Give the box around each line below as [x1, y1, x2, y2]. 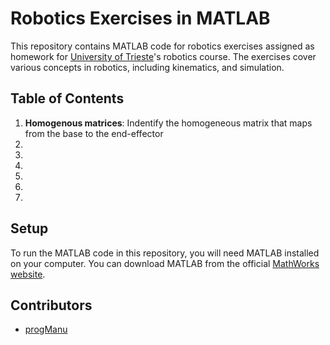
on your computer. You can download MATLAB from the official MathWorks [10, 257, 320, 269]
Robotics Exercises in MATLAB [10, 7, 271, 30]
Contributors [10, 297, 93, 314]
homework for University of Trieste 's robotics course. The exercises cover [10, 50, 317, 62]
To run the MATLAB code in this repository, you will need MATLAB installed [10, 247, 320, 259]
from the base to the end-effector [24, 127, 164, 139]
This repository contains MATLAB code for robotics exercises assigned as [10, 40, 315, 52]
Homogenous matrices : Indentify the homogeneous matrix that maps [24, 117, 313, 129]
